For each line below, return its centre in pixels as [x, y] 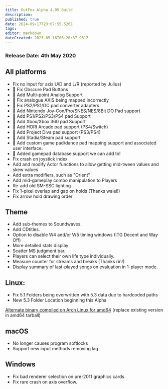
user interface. [28, 148]
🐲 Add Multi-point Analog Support [47, 95]
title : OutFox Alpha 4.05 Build [39, 10]
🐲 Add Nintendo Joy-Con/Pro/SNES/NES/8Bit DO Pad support [76, 111]
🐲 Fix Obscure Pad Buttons [40, 89]
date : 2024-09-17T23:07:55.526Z [39, 24]
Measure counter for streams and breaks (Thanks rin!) [68, 262]
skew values [25, 170]
